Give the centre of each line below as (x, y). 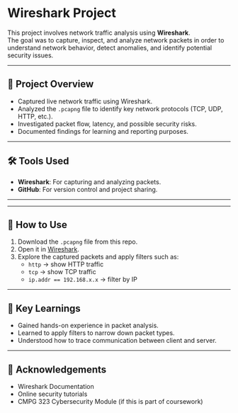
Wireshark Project (62, 13)
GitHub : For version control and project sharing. (87, 189)
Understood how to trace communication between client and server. (117, 341)
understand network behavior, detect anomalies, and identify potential (110, 47)
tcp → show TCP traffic (62, 272)
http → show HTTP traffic (66, 264)
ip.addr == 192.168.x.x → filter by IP (83, 279)
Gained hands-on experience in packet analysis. (88, 326)
